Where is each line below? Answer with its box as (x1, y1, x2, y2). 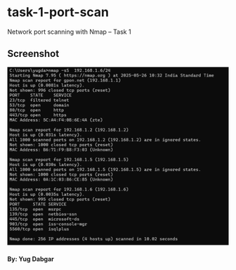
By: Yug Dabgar (7, 255, 54, 263)
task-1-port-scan (7, 4, 109, 20)
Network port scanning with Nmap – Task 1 (7, 27, 131, 36)
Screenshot (7, 48, 60, 60)
